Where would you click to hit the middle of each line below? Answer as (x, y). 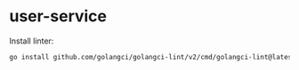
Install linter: (32, 41)
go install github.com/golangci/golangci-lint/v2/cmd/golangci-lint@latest (153, 57)
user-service (58, 16)
